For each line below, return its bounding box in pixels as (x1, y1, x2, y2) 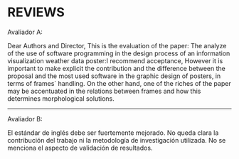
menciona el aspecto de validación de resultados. (7, 143, 153, 152)
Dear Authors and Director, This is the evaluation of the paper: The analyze (7, 41, 227, 50)
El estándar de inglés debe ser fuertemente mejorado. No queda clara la (7, 128, 219, 137)
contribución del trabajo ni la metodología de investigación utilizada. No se (7, 136, 226, 144)
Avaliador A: (7, 28, 43, 36)
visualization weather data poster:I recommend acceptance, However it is (7, 56, 223, 65)
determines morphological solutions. (7, 94, 115, 103)
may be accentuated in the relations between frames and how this (7, 87, 201, 95)
